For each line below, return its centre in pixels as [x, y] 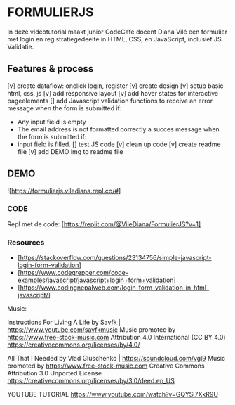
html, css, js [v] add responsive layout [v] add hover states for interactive [113, 93]
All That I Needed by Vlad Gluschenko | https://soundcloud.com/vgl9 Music [116, 359]
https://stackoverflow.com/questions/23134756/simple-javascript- [116, 258]
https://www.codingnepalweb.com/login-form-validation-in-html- [114, 288]
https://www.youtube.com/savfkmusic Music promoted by [92, 330]
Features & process [51, 69]
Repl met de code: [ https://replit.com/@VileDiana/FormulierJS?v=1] [104, 224]
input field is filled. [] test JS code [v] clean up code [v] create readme [119, 144]
